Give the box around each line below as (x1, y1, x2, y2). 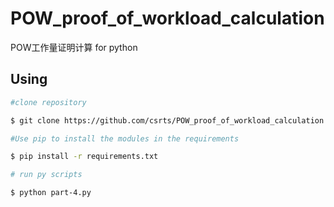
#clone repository (10, 97, 87, 107)
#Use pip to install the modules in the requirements (10, 133, 240, 144)
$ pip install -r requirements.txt (10, 152, 159, 162)
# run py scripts (10, 170, 83, 180)
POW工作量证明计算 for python (10, 41, 138, 53)
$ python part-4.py (10, 188, 92, 198)
